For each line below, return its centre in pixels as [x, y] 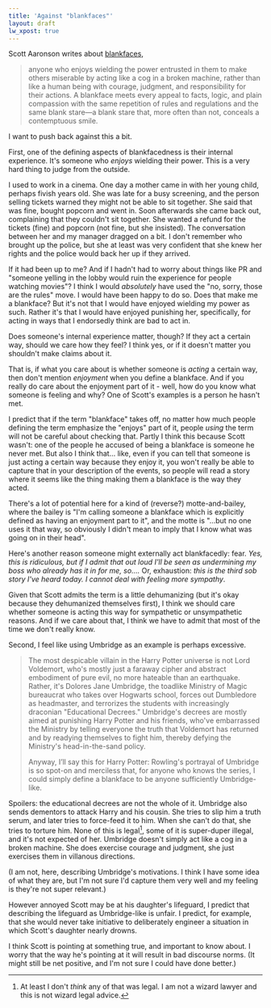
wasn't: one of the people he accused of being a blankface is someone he [131, 445]
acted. [19, 488]
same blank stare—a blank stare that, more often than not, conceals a [144, 112]
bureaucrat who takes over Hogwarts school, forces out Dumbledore [142, 695]
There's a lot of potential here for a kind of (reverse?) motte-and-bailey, [127, 504]
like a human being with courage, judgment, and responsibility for [137, 86]
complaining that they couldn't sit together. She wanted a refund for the [127, 220]
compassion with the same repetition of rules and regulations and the [144, 104]
